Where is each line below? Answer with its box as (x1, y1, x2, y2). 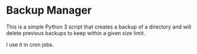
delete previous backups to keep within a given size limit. (6, 29, 146, 36)
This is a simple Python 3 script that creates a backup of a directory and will (6, 23, 192, 30)
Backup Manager (6, 4, 92, 17)
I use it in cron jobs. (6, 41, 54, 48)
